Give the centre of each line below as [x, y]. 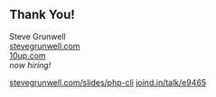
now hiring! [30, 65]
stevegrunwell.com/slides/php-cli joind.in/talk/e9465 [108, 82]
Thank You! [42, 15]
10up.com [28, 55]
